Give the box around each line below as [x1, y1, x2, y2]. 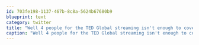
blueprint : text [6, 14, 46, 20]
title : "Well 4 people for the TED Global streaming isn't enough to [6, 25, 182, 31]
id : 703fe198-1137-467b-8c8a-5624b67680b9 [6, 8, 113, 15]
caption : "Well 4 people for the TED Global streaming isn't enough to [6, 30, 187, 36]
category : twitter [6, 19, 52, 25]
